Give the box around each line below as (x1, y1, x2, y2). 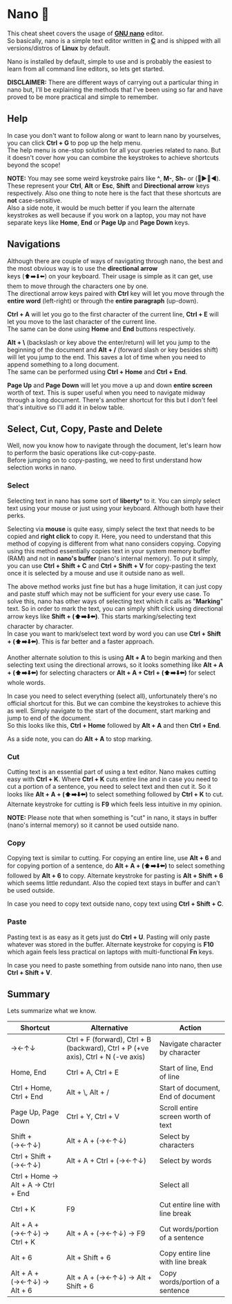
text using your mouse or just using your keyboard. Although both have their (7, 503, 224, 512)
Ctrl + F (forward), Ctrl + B (66, 1035, 152, 1044)
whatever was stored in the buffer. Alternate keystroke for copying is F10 (7, 940, 214, 948)
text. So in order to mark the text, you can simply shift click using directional (7, 604, 223, 612)
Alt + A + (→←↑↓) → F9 (66, 1229, 146, 1238)
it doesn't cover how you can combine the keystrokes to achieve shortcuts (7, 153, 220, 161)
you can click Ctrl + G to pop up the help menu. (7, 139, 142, 147)
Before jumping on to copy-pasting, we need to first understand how (7, 456, 202, 465)
